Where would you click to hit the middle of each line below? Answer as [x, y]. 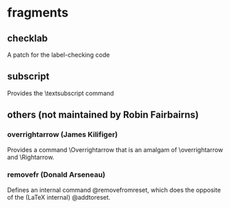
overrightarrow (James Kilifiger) [63, 135]
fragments [38, 13]
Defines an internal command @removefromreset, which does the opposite [114, 190]
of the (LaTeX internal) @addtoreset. [59, 197]
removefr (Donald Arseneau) [56, 175]
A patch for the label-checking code [59, 55]
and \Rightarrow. [31, 157]
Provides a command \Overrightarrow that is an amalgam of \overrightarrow [115, 149]
